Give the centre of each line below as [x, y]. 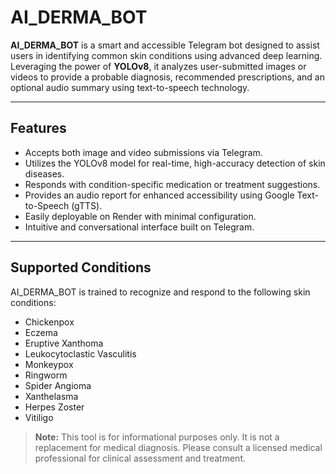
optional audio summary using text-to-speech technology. [130, 87]
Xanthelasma [51, 396]
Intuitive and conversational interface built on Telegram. [139, 227]
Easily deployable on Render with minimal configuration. [140, 216]
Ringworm [46, 375]
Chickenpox [49, 322]
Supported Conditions [81, 267]
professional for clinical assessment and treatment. [140, 458]
